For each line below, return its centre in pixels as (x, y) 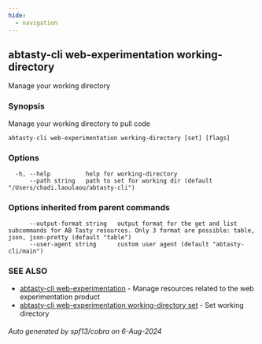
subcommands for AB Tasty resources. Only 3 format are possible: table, (132, 231)
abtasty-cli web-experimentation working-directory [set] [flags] (119, 138)
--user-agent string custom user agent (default (119, 245)
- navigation (37, 23)
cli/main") (26, 252)
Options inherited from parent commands (89, 207)
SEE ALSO (28, 271)
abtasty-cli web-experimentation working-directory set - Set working (131, 305)
